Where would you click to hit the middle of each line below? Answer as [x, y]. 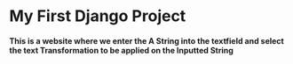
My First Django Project [98, 16]
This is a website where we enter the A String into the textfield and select [146, 40]
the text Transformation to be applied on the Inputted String [121, 50]
